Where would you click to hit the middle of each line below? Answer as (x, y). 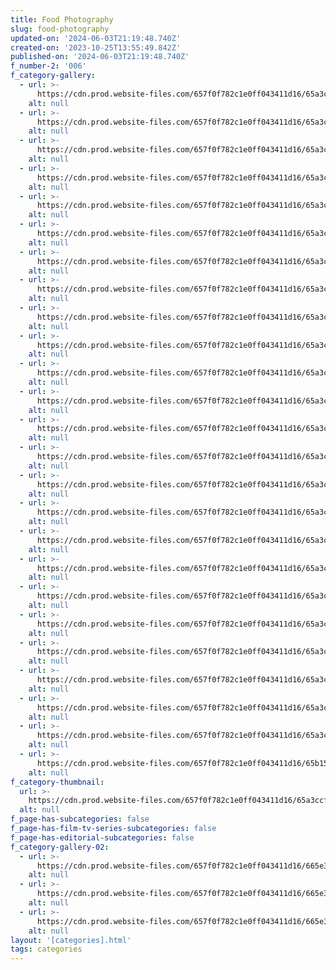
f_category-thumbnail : (57, 782)
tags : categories (46, 949)
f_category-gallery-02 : (60, 847)
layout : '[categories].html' (71, 940)
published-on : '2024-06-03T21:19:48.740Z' (100, 57)
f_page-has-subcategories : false (80, 819)
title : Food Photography (62, 19)
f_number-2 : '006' (48, 66)
